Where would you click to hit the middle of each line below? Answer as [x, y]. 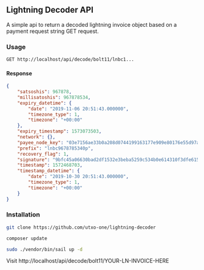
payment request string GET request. [53, 31]
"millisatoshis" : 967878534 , [54, 97]
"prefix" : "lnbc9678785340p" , [56, 148]
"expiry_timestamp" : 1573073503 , [59, 131]
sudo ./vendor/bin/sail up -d [45, 249]
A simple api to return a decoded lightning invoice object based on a [92, 24]
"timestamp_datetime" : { [49, 171]
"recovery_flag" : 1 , [43, 154]
